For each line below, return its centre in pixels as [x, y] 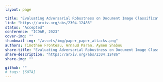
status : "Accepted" [25, 27]
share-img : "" [19, 59]
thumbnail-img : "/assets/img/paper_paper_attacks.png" [62, 41]
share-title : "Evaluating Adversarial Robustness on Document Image [76, 50]
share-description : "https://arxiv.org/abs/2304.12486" [63, 54]
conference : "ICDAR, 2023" [32, 32]
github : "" [16, 68]
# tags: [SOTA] [20, 72]
